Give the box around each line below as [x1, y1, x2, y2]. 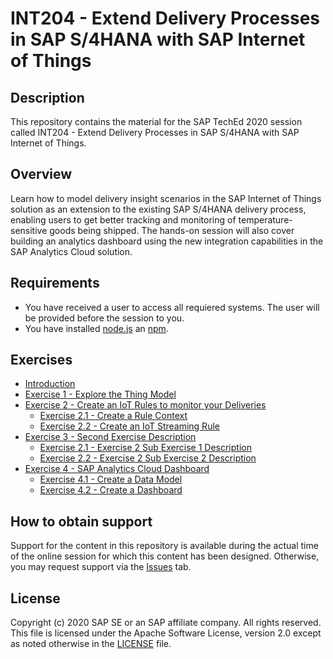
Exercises [10, 352, 73, 369]
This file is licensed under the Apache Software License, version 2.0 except [10, 627, 322, 639]
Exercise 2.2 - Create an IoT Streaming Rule [39, 420, 220, 432]
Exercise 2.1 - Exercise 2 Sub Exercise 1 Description [39, 442, 252, 454]
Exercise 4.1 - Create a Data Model [39, 473, 183, 486]
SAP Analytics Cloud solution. [10, 245, 133, 257]
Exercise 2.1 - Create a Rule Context [39, 410, 188, 422]
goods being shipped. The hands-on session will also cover [49, 224, 295, 236]
